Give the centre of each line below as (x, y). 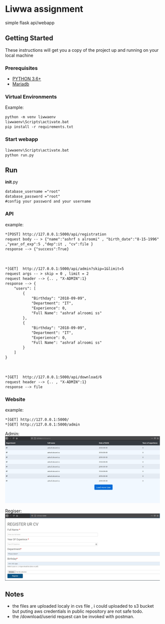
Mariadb (21, 84)
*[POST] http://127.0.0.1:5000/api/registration (56, 234)
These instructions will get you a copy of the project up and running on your (82, 50)
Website (15, 399)
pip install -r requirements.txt (39, 127)
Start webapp (22, 139)
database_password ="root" (33, 197)
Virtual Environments (31, 97)
